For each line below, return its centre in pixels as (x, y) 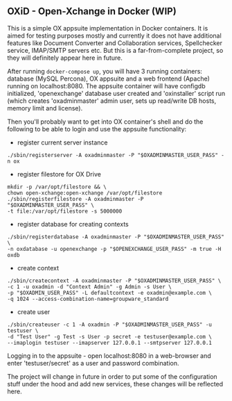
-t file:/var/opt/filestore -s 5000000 (65, 211)
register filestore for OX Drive (59, 174)
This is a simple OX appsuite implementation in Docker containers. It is (108, 28)
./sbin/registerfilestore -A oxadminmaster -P (75, 199)
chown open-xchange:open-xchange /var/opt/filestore (85, 193)
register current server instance (62, 142)
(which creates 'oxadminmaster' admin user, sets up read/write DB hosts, (112, 101)
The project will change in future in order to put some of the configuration (112, 376)
